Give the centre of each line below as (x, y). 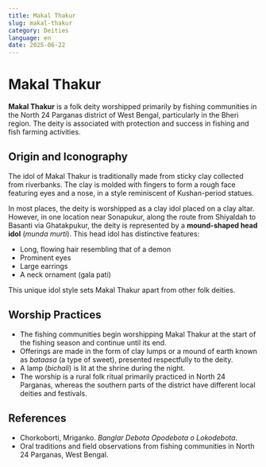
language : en (30, 38)
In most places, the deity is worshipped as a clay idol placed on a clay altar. (131, 208)
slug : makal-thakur (40, 23)
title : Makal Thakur (42, 16)
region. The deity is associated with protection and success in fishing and (129, 123)
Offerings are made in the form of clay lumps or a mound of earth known (139, 351)
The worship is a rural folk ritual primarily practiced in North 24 (123, 376)
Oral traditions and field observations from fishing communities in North (137, 446)
